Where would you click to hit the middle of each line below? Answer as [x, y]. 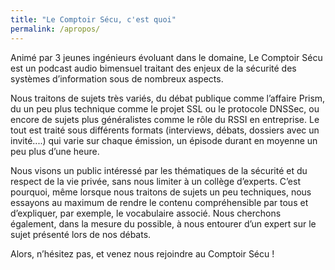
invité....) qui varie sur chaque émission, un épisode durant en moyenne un [164, 140]
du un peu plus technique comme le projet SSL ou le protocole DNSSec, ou [165, 108]
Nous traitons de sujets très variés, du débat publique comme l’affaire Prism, [168, 98]
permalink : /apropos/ [55, 29]
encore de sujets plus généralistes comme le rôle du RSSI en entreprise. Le [165, 119]
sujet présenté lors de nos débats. [81, 234]
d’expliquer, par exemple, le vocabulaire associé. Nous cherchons [146, 213]
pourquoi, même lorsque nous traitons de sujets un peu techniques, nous [161, 192]
